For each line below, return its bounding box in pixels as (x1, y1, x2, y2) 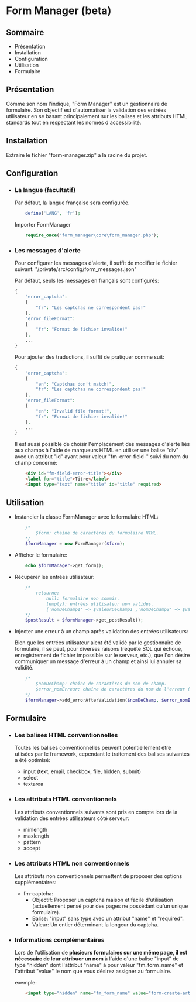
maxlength (23, 832, 49, 839)
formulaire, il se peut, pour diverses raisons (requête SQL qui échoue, (14, 646, 183, 653)
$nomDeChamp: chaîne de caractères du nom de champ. (36, 681, 167, 687)
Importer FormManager (14, 221, 71, 228)
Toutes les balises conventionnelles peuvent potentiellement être (14, 744, 171, 751)
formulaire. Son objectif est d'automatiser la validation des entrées (6, 107, 167, 114)
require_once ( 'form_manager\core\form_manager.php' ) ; (25, 232, 159, 238)
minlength (23, 826, 48, 833)
